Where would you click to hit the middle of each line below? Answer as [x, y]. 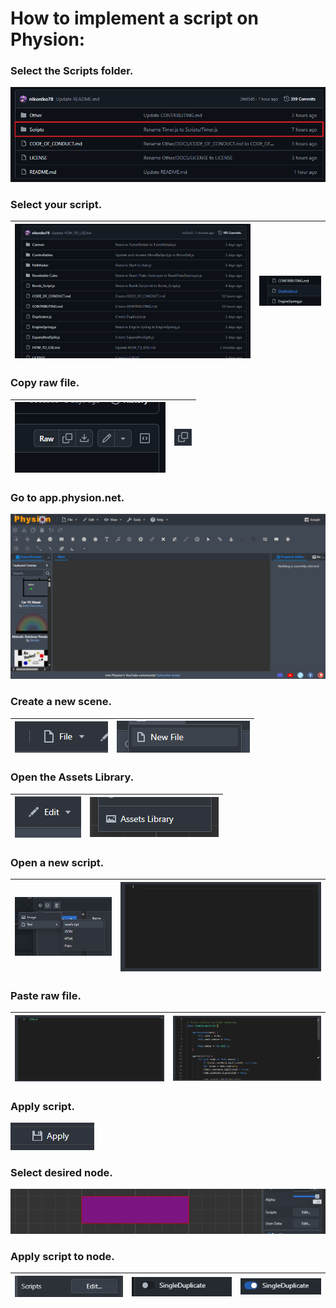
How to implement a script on [134, 18]
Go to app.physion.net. [67, 497]
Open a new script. [57, 862]
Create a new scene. [61, 702]
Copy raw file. [45, 383]
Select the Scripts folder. [72, 71]
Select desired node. [61, 1172]
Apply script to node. [62, 1257]
